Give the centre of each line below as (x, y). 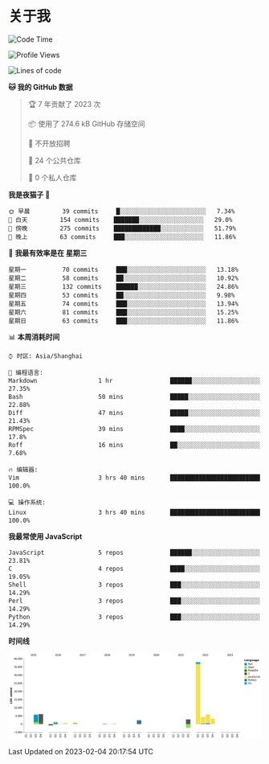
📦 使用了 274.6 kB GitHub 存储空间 (86, 123)
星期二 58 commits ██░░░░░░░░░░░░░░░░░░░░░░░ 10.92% (124, 278)
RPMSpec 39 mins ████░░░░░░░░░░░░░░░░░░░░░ (134, 429)
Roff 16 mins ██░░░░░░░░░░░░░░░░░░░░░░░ (134, 445)
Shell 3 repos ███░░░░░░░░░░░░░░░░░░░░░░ (134, 585)
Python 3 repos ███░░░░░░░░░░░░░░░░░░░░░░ (134, 617)
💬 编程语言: (26, 372)
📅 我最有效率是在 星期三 (48, 253)
